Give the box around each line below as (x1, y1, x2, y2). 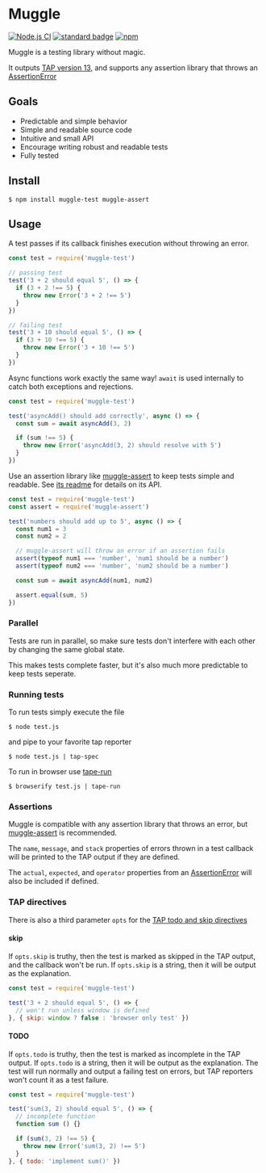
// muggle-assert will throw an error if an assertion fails (15, 547, 226, 555)
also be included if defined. (8, 877, 99, 886)
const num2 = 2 (15, 532, 67, 541)
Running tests (8, 689, 64, 700)
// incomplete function (15, 1112, 95, 1121)
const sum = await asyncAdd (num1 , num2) (15, 576, 153, 584)
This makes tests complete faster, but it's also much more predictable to (8, 660, 248, 670)
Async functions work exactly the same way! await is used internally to (8, 373, 244, 383)
